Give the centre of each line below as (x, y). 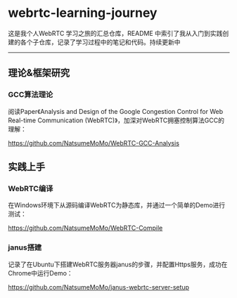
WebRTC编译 (31, 188)
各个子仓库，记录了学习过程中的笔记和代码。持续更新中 (100, 42)
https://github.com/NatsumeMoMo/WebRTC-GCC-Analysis (94, 143)
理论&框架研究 (39, 73)
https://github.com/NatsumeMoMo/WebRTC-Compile (85, 228)
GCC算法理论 (31, 95)
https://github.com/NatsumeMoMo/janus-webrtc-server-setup (98, 287)
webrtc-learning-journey (83, 13)
